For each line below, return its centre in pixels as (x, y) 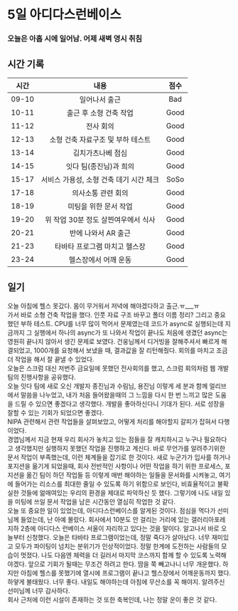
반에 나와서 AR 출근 (101, 233)
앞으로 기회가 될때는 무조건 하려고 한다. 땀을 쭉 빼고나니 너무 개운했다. (125, 564)
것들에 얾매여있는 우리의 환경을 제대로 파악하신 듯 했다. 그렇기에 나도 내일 (122, 493)
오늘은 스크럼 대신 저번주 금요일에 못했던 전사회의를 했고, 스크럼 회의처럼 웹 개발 (118, 368)
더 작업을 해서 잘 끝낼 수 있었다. (51, 359)
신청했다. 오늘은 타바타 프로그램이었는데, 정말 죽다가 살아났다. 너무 (118, 537)
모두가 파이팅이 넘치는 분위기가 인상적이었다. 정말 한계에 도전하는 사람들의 (117, 546)
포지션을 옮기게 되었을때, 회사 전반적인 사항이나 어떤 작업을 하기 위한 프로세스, (115, 466)
